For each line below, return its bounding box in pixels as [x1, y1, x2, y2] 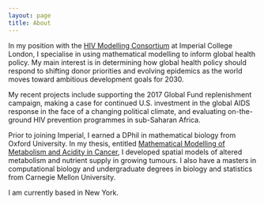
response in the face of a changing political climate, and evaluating [8, 106, 227, 116]
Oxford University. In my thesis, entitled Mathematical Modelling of [8, 139, 225, 148]
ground [8, 115, 32, 124]
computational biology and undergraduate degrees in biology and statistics [8, 164, 253, 173]
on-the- [228, 106, 253, 116]
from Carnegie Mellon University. [8, 172, 116, 182]
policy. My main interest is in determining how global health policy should [8, 57, 247, 67]
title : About [8, 19, 51, 27]
